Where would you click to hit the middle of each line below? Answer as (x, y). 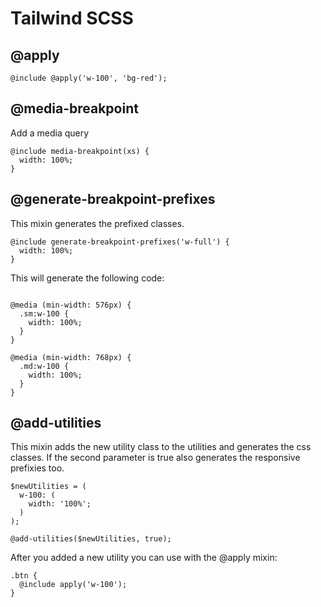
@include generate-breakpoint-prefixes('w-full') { (120, 242)
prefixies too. (37, 468)
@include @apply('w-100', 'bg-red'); (89, 78)
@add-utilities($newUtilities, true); (91, 539)
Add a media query (50, 133)
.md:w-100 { (44, 366)
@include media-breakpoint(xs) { (80, 151)
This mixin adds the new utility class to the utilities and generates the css (161, 447)
